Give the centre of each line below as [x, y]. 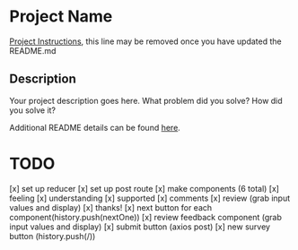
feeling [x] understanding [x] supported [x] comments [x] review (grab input [150, 198]
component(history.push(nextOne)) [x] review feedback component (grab [146, 217]
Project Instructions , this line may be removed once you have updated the [145, 41]
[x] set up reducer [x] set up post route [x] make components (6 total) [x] [145, 188]
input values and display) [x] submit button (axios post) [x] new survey [140, 227]
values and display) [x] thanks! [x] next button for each [111, 207]
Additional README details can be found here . [95, 127]
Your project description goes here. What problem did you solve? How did [146, 100]
